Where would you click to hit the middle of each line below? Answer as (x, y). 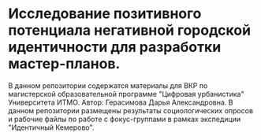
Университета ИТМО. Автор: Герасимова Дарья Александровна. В (121, 102)
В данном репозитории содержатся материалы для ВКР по (108, 85)
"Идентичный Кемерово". (51, 127)
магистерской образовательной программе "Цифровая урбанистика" (126, 94)
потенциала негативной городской (129, 30)
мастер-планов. (64, 64)
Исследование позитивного (105, 14)
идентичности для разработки (115, 47)
